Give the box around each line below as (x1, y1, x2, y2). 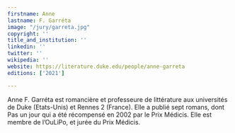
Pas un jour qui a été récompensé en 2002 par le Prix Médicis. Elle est (7, 110, 212, 119)
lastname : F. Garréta (7, 17, 71, 24)
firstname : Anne (7, 10, 55, 18)
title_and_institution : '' (7, 37, 87, 44)
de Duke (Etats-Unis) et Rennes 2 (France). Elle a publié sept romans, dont (7, 103, 225, 111)
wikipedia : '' (7, 57, 50, 64)
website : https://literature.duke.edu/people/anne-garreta (7, 63, 185, 70)
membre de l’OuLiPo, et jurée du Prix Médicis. (7, 117, 141, 126)
